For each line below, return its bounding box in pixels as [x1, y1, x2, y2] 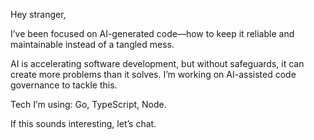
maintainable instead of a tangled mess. [10, 39, 175, 50]
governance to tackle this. [10, 79, 118, 91]
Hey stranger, [10, 9, 67, 20]
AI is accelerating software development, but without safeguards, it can [10, 58, 305, 69]
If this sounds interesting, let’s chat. [10, 118, 157, 129]
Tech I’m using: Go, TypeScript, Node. [10, 99, 167, 110]
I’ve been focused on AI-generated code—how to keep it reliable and [10, 28, 295, 39]
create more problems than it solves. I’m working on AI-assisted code [10, 69, 297, 80]
